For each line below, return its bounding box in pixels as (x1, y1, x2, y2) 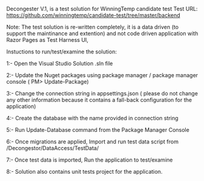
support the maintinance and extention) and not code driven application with (6, 30, 199, 37)
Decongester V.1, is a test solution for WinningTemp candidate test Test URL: (6, 5, 198, 12)
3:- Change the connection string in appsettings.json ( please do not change (6, 90, 198, 97)
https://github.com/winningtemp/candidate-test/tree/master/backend (6, 12, 181, 19)
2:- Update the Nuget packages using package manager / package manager (6, 72, 199, 78)
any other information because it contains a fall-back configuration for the (6, 97, 192, 103)
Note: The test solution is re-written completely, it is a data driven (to (6, 24, 179, 30)
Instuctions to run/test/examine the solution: (6, 48, 117, 55)
